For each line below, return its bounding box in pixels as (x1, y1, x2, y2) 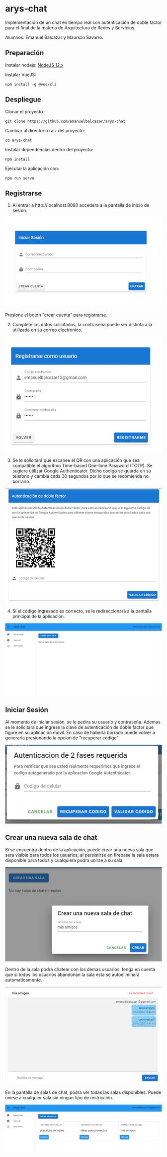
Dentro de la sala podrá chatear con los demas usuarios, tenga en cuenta (5, 966, 156, 972)
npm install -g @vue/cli (5, 82, 57, 87)
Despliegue (5, 95, 41, 104)
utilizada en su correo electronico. (12, 327, 83, 333)
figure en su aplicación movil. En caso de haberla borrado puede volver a (5, 729, 155, 735)
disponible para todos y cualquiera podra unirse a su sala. (5, 857, 124, 863)
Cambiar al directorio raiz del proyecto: (5, 127, 85, 133)
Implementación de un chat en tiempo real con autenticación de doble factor (5, 19, 162, 25)
